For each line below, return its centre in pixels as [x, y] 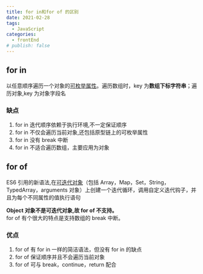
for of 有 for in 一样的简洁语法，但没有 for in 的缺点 [78, 250]
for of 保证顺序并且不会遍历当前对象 [60, 257]
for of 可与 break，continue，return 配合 [66, 265]
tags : [13, 23]
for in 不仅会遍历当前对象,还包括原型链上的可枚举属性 [82, 132]
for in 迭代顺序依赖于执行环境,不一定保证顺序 [71, 124]
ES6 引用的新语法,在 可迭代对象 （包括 [53, 182]
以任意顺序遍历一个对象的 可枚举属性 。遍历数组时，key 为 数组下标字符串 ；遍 [102, 85]
